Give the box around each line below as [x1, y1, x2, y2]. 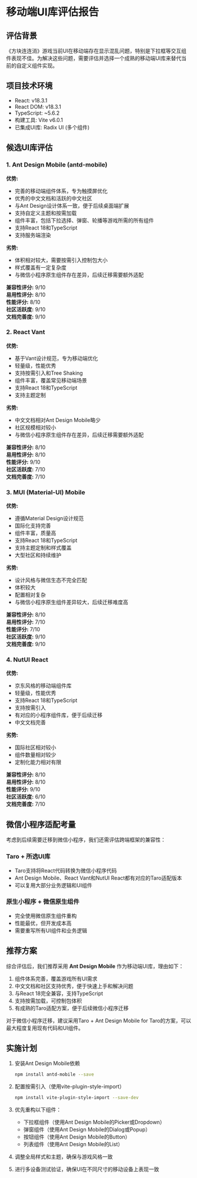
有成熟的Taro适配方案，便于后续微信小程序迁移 [14, 1004, 129, 1011]
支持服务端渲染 [14, 231, 51, 238]
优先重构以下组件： [14, 1106, 62, 1113]
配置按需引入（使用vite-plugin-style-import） [14, 1083, 125, 1090]
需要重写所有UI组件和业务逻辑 [14, 927, 87, 934]
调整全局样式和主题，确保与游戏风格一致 [14, 1153, 113, 1160]
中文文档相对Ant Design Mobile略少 [14, 416, 101, 424]
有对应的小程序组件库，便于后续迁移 [14, 711, 103, 718]
